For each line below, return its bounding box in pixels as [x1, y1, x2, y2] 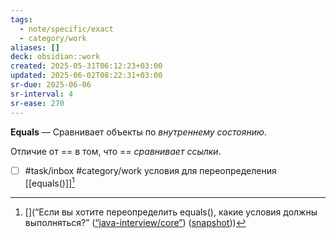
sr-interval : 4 [10, 89, 74, 99]
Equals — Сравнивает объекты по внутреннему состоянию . [10, 126, 267, 138]
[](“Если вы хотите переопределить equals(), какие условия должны [24, 206, 318, 218]
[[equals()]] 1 [24, 176, 75, 190]
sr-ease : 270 [10, 98, 65, 108]
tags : [10, 14, 33, 25]
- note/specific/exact [19, 24, 114, 34]
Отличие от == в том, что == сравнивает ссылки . [10, 145, 222, 157]
